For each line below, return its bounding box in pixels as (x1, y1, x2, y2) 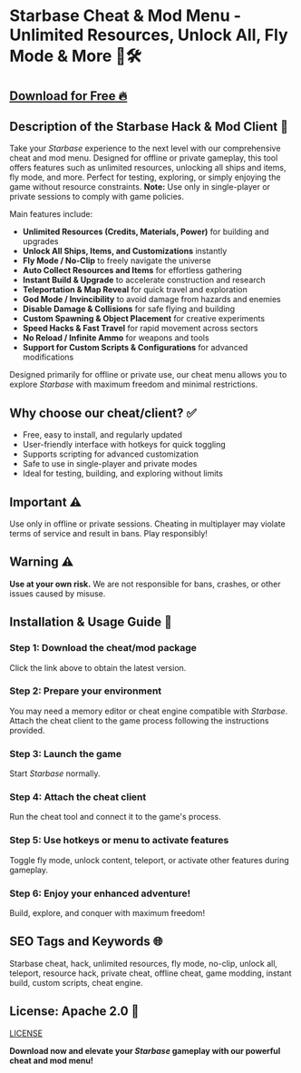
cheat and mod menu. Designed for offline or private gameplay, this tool (9, 153, 278, 163)
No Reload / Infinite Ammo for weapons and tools (22, 332, 210, 343)
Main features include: (9, 209, 93, 220)
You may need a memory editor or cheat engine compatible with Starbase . (9, 705, 288, 716)
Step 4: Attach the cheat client (9, 791, 147, 803)
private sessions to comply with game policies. (9, 192, 184, 202)
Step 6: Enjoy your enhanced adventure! (9, 887, 191, 900)
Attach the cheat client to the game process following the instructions (9, 714, 269, 726)
